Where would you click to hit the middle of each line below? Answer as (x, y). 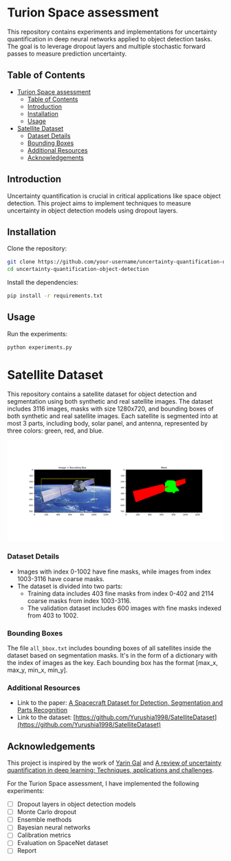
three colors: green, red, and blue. (55, 430)
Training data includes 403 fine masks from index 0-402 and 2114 (121, 593)
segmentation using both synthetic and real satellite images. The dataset (110, 401)
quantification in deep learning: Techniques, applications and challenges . (111, 770)
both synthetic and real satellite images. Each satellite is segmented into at (113, 416)
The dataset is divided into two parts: (70, 586)
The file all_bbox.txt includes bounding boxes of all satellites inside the (109, 648)
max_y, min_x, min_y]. (37, 670)
